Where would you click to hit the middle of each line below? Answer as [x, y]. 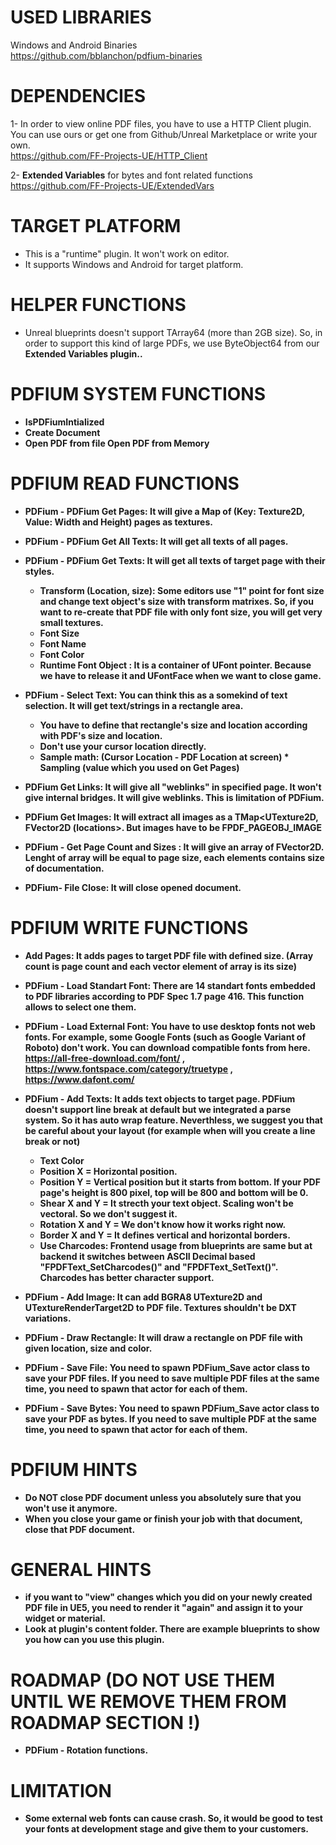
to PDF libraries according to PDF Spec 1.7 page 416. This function [164, 996]
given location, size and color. [88, 1348]
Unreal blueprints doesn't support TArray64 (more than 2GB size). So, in [173, 332]
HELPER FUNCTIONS [98, 305]
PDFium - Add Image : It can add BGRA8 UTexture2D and [143, 1297]
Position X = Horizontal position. [108, 1171]
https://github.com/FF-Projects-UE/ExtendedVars [112, 185]
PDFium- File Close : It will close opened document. [133, 887]
